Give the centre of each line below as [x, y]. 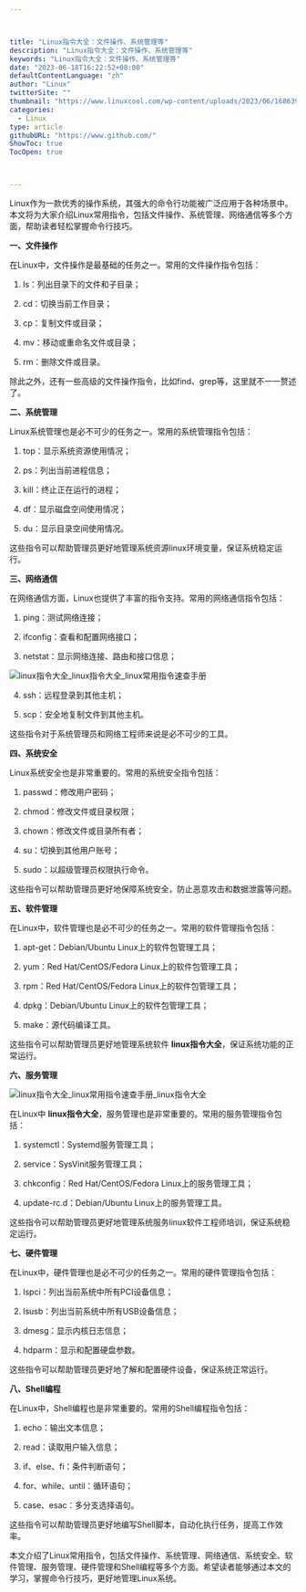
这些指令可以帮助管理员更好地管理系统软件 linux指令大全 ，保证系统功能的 [148, 1044]
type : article [36, 127]
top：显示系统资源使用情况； [77, 451]
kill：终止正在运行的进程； [71, 490]
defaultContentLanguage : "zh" [67, 76]
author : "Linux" [40, 84]
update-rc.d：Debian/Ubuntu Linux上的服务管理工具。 [125, 1203]
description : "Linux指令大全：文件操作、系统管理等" [101, 50]
